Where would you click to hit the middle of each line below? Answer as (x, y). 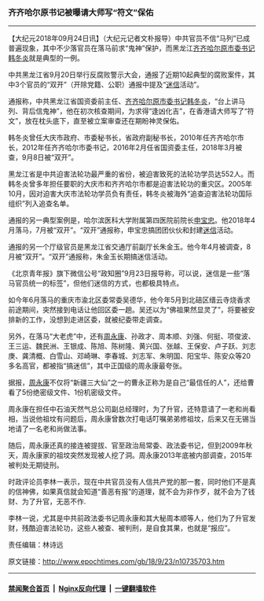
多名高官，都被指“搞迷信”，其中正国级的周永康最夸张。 (97, 366)
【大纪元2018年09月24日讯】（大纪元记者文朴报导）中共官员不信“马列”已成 (129, 39)
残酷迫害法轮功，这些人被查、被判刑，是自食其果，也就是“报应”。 (128, 528)
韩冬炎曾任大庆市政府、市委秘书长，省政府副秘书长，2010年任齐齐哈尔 (123, 138)
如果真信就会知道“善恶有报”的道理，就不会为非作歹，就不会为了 (145, 492)
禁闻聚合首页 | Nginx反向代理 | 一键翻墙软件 (82, 588)
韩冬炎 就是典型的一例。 (46, 58)
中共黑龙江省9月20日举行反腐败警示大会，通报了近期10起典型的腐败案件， (128, 75)
